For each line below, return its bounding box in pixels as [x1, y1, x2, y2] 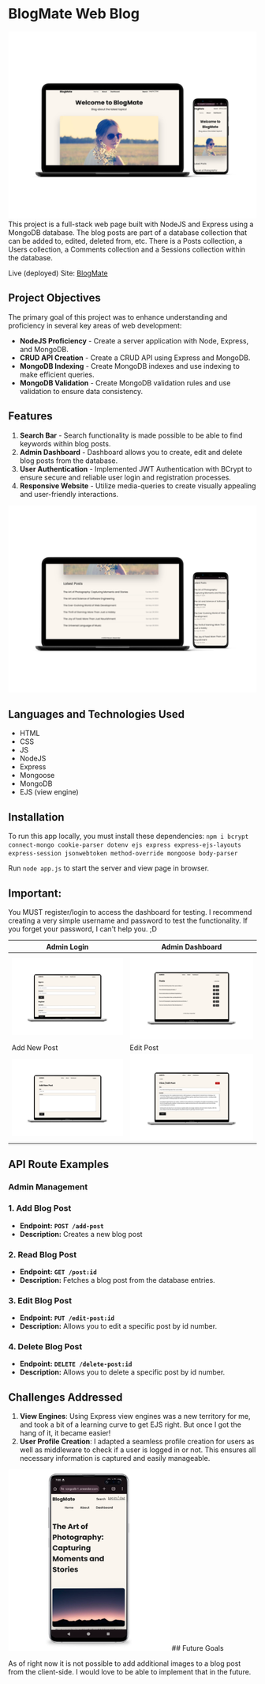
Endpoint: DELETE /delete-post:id [19, 1359, 132, 1369]
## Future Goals [171, 1644, 224, 1653]
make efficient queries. [19, 370, 95, 379]
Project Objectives [8, 291, 101, 305]
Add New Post [11, 1043, 58, 1052]
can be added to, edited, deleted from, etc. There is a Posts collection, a [8, 236, 243, 245]
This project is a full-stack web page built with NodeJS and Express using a [8, 219, 254, 229]
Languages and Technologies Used [8, 707, 185, 721]
